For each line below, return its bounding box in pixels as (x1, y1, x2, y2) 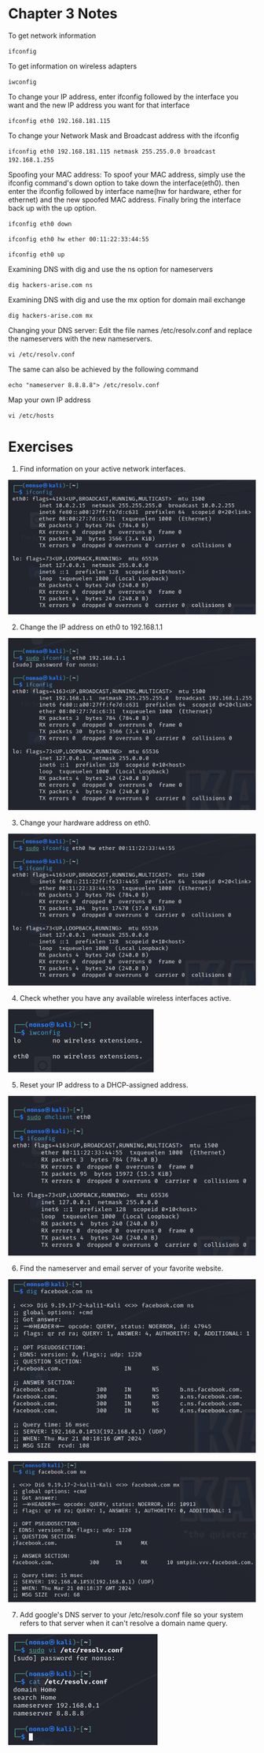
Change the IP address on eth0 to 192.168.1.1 (19, 622, 163, 632)
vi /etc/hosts (8, 412, 55, 420)
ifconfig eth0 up (8, 250, 65, 259)
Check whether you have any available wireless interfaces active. (19, 993, 232, 1002)
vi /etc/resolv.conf (8, 350, 76, 359)
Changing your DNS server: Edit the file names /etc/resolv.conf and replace (8, 325, 253, 335)
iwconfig (8, 78, 37, 86)
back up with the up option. (8, 203, 97, 213)
